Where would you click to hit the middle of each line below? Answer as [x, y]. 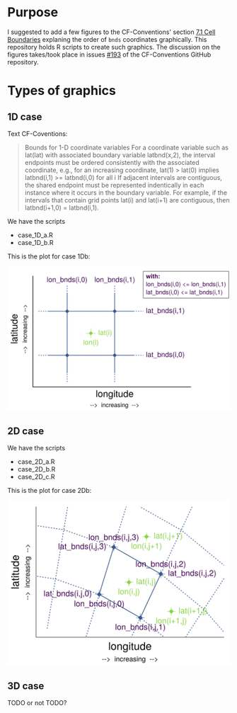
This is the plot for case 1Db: [49, 256]
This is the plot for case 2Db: [50, 491]
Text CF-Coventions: [37, 133]
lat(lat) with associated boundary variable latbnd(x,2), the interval [120, 155]
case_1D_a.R [35, 235]
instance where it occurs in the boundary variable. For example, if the [126, 193]
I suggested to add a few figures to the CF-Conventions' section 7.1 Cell [111, 32]
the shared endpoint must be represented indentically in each [114, 185]
